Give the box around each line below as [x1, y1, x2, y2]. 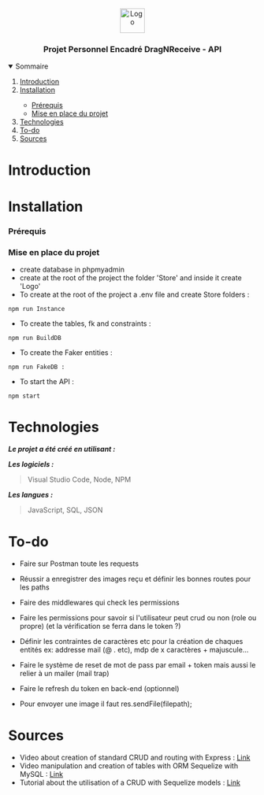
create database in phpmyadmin [19, 264, 125, 274]
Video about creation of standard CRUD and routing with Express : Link [19, 752, 251, 762]
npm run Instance [8, 305, 65, 312]
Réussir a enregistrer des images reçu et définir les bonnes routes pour [19, 574, 251, 583]
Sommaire [15, 61, 49, 71]
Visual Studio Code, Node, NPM [27, 475, 132, 484]
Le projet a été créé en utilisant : [8, 444, 116, 453]
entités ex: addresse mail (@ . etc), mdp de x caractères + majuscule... [19, 645, 249, 654]
